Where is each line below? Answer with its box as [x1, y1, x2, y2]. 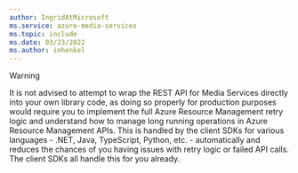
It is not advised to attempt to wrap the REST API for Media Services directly [9, 88, 289, 98]
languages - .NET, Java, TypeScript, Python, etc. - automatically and [9, 135, 261, 145]
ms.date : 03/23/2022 [9, 37, 86, 47]
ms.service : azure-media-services [9, 21, 138, 30]
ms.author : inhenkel [9, 46, 86, 55]
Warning [9, 70, 40, 81]
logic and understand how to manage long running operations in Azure [9, 116, 269, 127]
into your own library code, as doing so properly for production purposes [9, 97, 278, 107]
